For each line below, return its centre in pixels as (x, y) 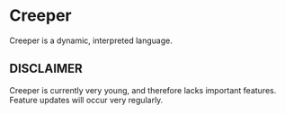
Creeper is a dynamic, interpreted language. (91, 40)
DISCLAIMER (46, 69)
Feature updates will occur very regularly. (86, 100)
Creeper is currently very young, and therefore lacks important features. (143, 90)
